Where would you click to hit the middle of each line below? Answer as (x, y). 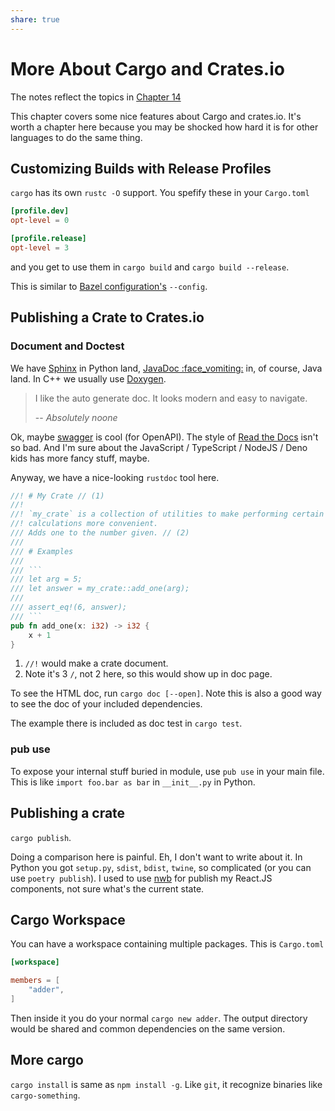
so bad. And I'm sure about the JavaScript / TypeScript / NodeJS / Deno (159, 447)
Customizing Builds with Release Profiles (141, 168)
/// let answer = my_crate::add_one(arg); (100, 589)
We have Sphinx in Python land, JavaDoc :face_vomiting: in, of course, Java (166, 368)
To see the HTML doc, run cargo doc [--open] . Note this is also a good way (166, 693)
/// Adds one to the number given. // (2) (100, 533)
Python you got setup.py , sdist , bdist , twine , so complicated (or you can (161, 867)
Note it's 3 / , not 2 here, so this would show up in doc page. (148, 674)
